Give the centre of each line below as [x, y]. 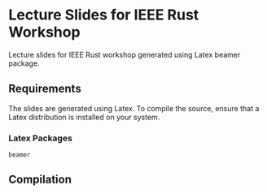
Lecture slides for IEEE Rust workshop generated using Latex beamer [125, 54]
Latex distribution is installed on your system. [84, 117]
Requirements [45, 89]
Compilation [40, 180]
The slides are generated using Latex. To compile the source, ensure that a [134, 108]
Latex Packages [41, 138]
